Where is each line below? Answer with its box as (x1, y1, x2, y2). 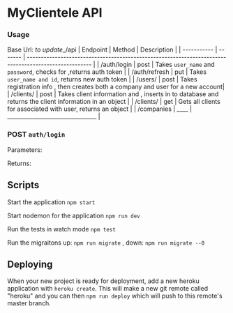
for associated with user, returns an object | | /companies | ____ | (7, 105, 193, 113)
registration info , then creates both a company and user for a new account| (7, 82, 225, 91)
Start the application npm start (7, 197, 96, 206)
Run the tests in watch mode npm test (7, 224, 116, 233)
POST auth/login (7, 130, 66, 139)
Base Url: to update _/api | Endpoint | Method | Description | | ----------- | (7, 45, 218, 54)
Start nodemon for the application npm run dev (7, 211, 141, 220)
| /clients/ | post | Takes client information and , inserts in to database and (7, 90, 219, 98)
